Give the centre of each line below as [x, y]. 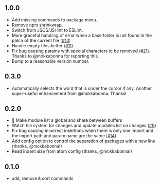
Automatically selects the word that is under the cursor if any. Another [82, 88]
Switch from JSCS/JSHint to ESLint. [47, 30]
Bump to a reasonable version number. [50, 61]
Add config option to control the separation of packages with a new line [83, 141]
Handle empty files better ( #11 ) [42, 45]
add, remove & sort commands [42, 178]
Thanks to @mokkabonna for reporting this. [55, 56]
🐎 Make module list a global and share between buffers [67, 120]
